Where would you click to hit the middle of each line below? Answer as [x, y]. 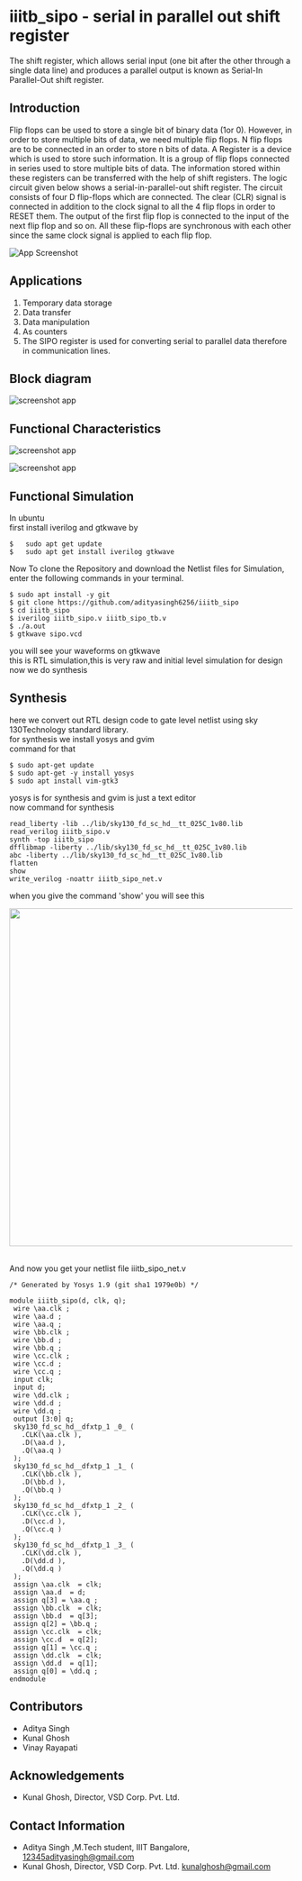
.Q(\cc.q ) [42, 1529]
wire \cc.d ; [38, 1363]
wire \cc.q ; [38, 1371]
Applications [46, 281]
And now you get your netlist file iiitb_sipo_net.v [98, 1268]
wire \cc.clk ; [41, 1356]
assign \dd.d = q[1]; [56, 1663]
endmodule [28, 1679]
